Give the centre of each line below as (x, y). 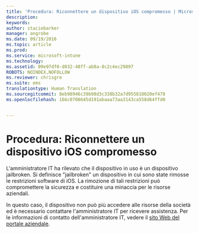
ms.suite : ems (24, 83)
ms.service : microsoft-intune (44, 56)
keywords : (18, 22)
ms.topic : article (29, 45)
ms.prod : (17, 50)
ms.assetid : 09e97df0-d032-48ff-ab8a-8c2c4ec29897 (70, 67)
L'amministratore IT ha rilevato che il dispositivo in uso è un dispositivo (92, 168)
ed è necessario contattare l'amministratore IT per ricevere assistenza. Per (97, 211)
